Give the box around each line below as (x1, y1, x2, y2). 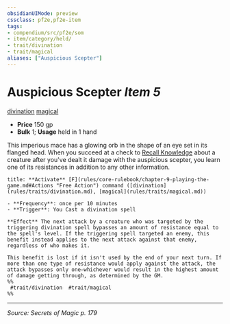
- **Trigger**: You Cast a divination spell (7, 206, 136, 213)
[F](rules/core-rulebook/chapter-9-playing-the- (68, 176, 210, 183)
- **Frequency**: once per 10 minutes (7, 200, 118, 207)
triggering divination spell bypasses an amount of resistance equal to (7, 224, 219, 231)
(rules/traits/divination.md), (7, 188, 97, 195)
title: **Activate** (7, 176, 66, 183)
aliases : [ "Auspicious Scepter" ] (7, 55, 103, 62)
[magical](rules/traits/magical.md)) (99, 188, 207, 195)
